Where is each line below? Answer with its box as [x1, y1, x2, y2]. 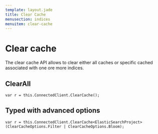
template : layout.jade [5, 7, 53, 13]
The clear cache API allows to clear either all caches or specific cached [5, 60, 153, 66]
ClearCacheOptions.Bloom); [68, 124, 124, 129]
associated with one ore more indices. [5, 65, 84, 71]
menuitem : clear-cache [5, 21, 53, 27]
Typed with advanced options [5, 106, 100, 115]
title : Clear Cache [5, 12, 46, 17]
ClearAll [5, 79, 31, 88]
